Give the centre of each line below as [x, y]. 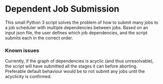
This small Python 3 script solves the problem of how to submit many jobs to [82, 22]
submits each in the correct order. [39, 38]
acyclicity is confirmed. [28, 77]
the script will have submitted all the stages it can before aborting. [71, 66]
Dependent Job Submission [62, 9]
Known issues [22, 50]
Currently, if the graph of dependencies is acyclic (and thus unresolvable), [80, 61]
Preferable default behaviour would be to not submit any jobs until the [75, 71]
